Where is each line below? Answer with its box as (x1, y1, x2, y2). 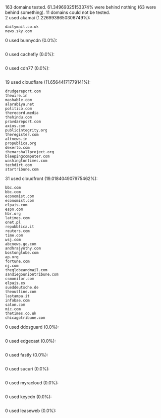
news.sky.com (5, 29, 32, 34)
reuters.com (5, 229, 30, 234)
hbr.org (5, 211, 21, 216)
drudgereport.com (5, 89, 41, 94)
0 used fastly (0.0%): (5, 352, 49, 358)
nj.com (5, 263, 19, 268)
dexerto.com (5, 145, 30, 150)
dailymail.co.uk (5, 24, 39, 29)
